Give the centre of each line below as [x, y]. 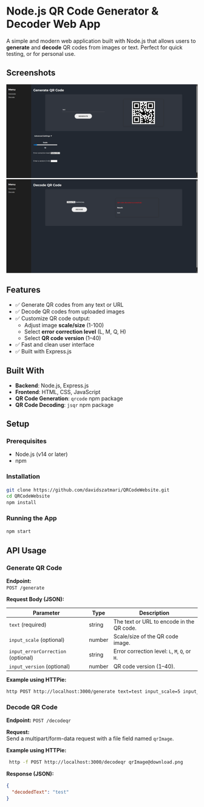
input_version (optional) [39, 666]
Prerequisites [26, 441]
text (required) [28, 625]
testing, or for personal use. [41, 53]
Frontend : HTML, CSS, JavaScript [58, 392]
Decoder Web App [53, 24]
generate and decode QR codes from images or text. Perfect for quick [95, 47]
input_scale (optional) [37, 639]
